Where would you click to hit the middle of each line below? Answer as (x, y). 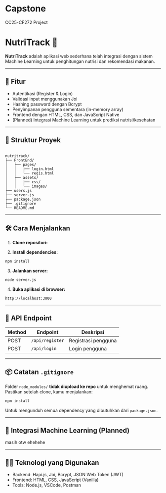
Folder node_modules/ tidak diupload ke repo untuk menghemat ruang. (77, 386)
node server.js (21, 280)
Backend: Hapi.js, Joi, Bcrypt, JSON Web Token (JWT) (68, 475)
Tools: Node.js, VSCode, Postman (47, 485)
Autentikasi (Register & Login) (42, 93)
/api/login (44, 348)
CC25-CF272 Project (26, 22)
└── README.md (20, 208)
